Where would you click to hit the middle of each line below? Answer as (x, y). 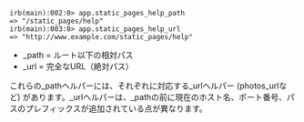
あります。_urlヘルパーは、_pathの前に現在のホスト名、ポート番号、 (158, 97)
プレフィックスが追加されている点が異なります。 (116, 108)
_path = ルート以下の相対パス (78, 55)
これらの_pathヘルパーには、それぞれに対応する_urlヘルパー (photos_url (144, 86)
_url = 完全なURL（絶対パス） (78, 66)
